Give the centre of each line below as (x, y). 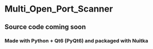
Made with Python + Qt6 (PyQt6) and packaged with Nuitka (76, 41)
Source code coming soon (45, 27)
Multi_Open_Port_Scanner (59, 9)
